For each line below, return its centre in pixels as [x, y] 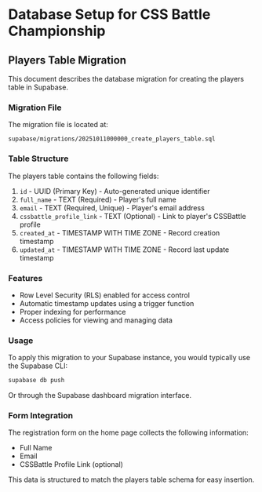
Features [25, 278]
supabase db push [36, 381]
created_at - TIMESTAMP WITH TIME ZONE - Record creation [120, 232]
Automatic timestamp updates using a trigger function [107, 303]
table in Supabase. [38, 87]
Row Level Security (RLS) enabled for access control [105, 295]
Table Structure [38, 159]
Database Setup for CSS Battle [109, 15]
